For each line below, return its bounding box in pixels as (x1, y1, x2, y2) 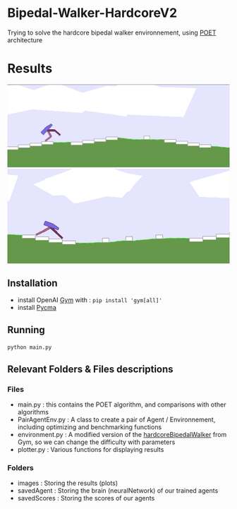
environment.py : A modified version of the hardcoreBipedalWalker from (17, 430, 227, 438)
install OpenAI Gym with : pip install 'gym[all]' (17, 296, 162, 304)
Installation (7, 277, 58, 289)
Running (7, 323, 46, 336)
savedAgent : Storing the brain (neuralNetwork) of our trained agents (17, 486, 219, 495)
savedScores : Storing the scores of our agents (17, 494, 155, 503)
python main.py (7, 344, 52, 351)
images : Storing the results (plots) (17, 479, 119, 488)
